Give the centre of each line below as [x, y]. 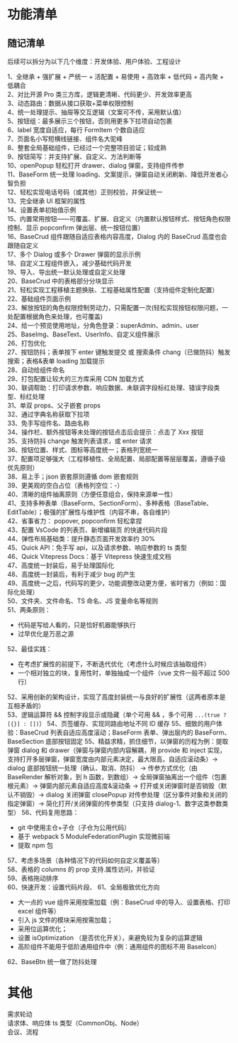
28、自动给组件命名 [36, 370]
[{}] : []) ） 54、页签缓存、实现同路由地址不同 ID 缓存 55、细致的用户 [112, 723]
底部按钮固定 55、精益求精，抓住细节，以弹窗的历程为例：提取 [137, 741]
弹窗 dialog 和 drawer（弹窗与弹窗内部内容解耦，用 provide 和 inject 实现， [117, 750]
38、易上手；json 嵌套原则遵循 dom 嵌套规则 [73, 476]
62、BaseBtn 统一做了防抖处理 [52, 962]
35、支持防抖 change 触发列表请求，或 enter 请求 [80, 441]
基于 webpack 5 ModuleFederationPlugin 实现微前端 [93, 836]
